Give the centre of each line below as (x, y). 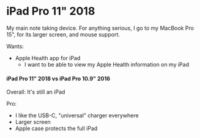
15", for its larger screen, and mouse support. (63, 34)
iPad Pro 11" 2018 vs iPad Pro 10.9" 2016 (58, 78)
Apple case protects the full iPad (56, 128)
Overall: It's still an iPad (36, 92)
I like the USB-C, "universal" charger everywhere (77, 116)
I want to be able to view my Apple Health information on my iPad (107, 64)
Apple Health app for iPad (48, 58)
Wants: (15, 46)
